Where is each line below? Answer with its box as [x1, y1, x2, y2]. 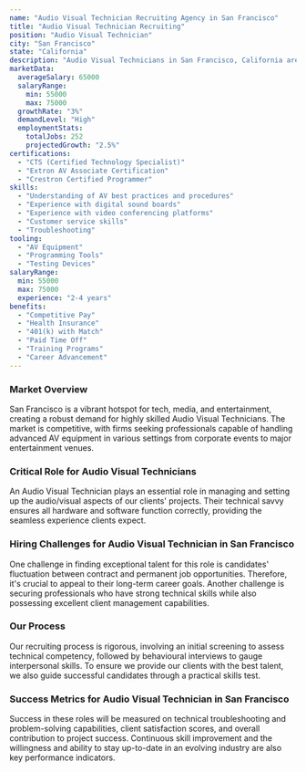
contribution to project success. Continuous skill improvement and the [9, 733, 273, 744]
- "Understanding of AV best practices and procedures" [17, 192, 234, 201]
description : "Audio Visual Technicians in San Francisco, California [9, 56, 283, 65]
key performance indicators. [9, 752, 116, 763]
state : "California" [9, 47, 88, 57]
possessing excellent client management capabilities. [9, 597, 209, 608]
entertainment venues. [9, 442, 94, 453]
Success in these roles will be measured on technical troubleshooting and [9, 714, 287, 725]
